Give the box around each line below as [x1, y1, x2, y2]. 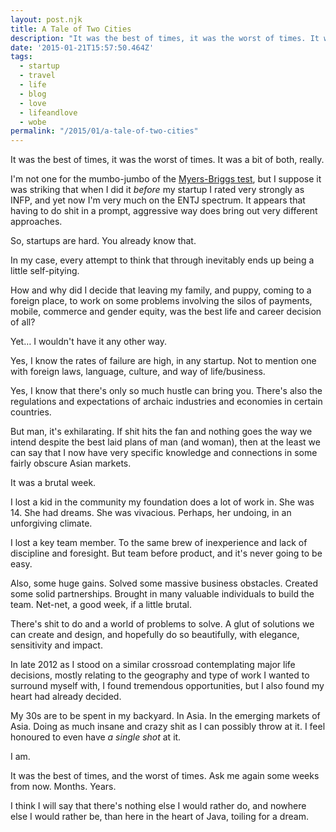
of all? [10, 316, 36, 328]
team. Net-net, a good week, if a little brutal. [10, 599, 192, 611]
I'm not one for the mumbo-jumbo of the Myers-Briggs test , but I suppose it [10, 173, 322, 185]
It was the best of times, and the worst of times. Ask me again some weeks [10, 770, 320, 782]
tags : [10, 52, 33, 62]
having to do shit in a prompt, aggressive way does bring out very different [10, 205, 318, 217]
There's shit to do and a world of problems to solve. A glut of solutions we [10, 618, 315, 630]
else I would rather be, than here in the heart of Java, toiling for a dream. [10, 811, 309, 823]
